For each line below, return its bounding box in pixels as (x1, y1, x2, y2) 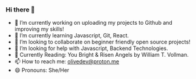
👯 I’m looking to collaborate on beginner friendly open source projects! (14, 39, 191, 46)
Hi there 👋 (5, 5, 36, 14)
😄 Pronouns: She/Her (14, 66, 70, 74)
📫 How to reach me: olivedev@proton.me (14, 58, 119, 65)
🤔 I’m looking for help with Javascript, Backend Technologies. (14, 45, 168, 52)
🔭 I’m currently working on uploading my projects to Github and (14, 19, 173, 27)
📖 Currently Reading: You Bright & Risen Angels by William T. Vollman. (14, 51, 189, 58)
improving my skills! (14, 25, 64, 33)
